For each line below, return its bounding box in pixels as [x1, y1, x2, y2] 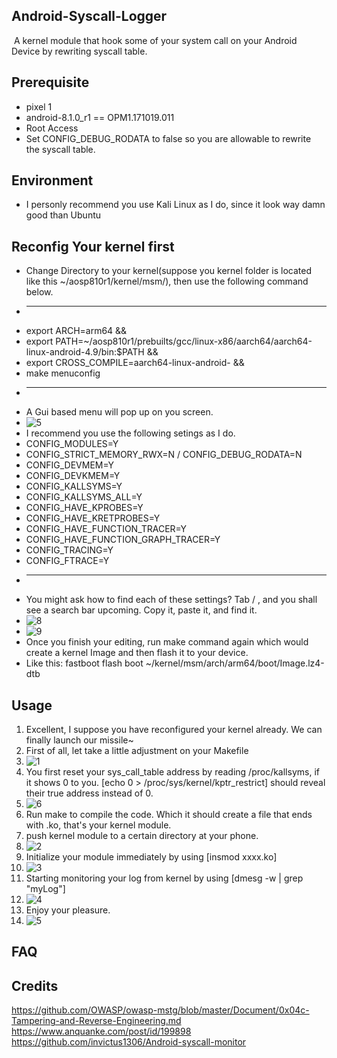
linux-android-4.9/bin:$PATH [25, 346, 145, 358]
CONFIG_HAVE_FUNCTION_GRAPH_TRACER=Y [25, 534, 221, 546]
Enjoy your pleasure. [25, 904, 111, 916]
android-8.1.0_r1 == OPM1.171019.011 [25, 111, 175, 123]
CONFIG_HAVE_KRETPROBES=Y [25, 512, 161, 524]
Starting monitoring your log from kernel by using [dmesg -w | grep [25, 872, 304, 884]
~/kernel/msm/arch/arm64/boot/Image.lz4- [145, 657, 325, 669]
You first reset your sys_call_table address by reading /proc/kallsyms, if [25, 766, 320, 778]
